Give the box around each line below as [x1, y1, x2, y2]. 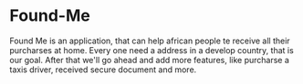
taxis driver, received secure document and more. [9, 64, 197, 75]
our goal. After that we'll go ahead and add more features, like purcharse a [9, 54, 290, 65]
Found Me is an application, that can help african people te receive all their [9, 35, 290, 46]
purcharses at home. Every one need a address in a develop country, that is [9, 44, 294, 55]
